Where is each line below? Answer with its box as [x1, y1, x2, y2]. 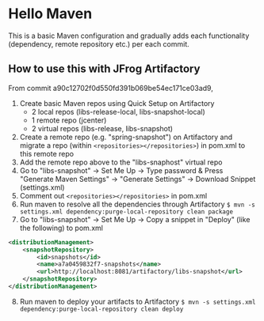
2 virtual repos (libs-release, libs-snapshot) [31, 123, 173, 133]
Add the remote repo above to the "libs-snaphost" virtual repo [19, 157, 223, 167]
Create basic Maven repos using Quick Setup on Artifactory [19, 98, 215, 108]
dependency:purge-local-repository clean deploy [19, 305, 184, 313]
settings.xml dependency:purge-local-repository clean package [19, 207, 234, 216]
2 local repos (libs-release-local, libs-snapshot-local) [31, 107, 206, 116]
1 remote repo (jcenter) [31, 115, 107, 125]
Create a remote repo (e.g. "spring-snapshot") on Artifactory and [19, 132, 233, 142]
